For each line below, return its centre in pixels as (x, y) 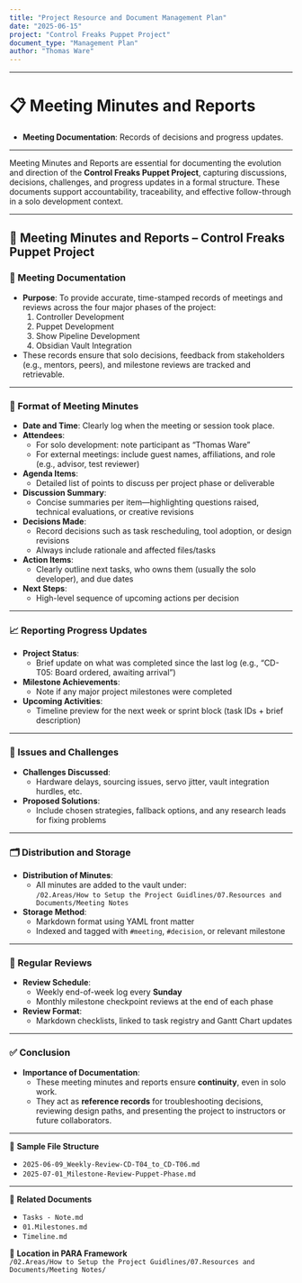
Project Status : (50, 654)
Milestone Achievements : (71, 683)
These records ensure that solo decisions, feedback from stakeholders (153, 355)
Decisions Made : (54, 522)
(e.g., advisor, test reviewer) (88, 464)
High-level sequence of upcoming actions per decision (138, 598)
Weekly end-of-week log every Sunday (109, 992)
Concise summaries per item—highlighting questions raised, (147, 502)
